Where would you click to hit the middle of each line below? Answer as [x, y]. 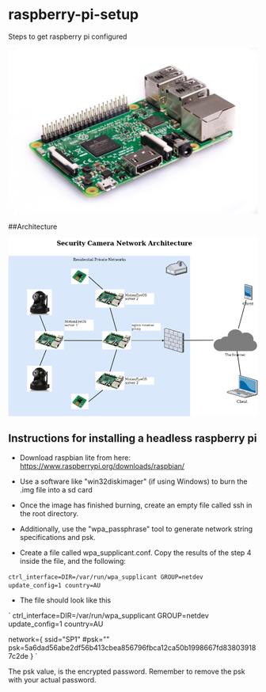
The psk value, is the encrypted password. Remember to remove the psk [127, 671]
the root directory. [49, 513]
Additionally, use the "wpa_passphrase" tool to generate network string [136, 529]
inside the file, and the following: [73, 561]
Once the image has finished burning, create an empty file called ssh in [136, 505]
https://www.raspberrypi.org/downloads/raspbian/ [102, 466]
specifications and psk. [58, 537]
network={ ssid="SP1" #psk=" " [59, 639]
